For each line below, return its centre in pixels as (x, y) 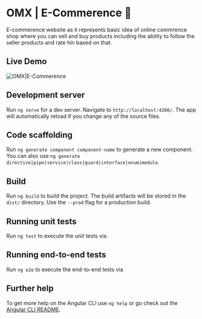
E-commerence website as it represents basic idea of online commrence (97, 30)
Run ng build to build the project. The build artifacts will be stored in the (96, 196)
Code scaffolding (39, 135)
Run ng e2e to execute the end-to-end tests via (65, 269)
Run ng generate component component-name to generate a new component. (100, 150)
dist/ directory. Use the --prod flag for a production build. (79, 202)
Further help (30, 288)
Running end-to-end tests (56, 255)
